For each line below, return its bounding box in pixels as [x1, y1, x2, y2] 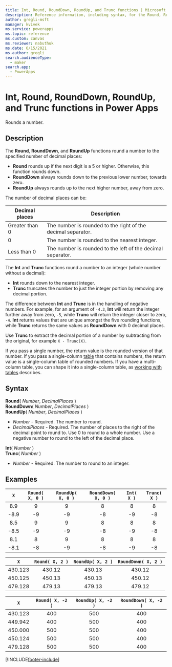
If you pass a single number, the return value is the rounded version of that [5, 348, 163, 354]
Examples [5, 475, 37, 484]
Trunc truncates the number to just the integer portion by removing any [12, 285, 164, 291]
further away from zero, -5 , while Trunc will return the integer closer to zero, [5, 311, 167, 317]
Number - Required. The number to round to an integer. [12, 460, 130, 466]
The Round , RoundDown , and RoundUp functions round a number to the [5, 147, 160, 154]
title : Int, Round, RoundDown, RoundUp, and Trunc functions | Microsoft [5, 7, 166, 13]
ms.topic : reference [5, 31, 50, 36]
